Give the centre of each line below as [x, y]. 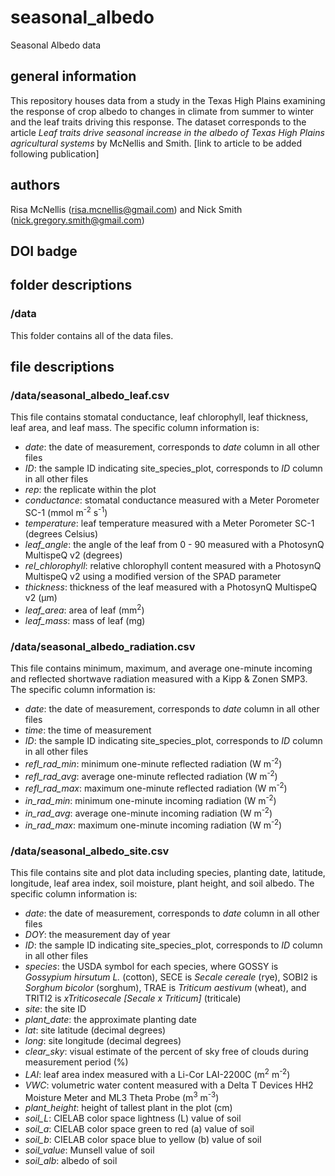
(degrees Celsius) [61, 533]
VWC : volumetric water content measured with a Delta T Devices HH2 [169, 1085]
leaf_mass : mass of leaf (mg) [85, 620]
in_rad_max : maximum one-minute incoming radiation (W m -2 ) [153, 824]
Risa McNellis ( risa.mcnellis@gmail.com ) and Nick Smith [126, 209]
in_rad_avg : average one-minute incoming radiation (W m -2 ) [148, 812]
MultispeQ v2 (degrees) [73, 555]
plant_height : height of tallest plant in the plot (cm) [128, 1108]
